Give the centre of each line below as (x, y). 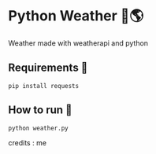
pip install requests (44, 86)
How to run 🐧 (40, 110)
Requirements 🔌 (48, 68)
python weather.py (38, 128)
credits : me (28, 142)
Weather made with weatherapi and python (78, 43)
